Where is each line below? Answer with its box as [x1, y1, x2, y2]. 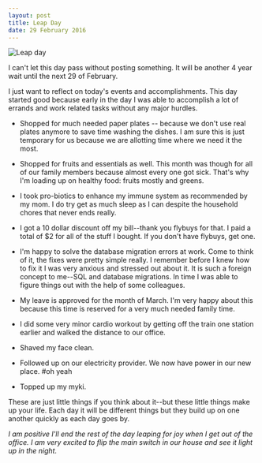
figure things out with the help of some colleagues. [19, 281, 185, 290]
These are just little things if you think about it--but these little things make [8, 398, 250, 407]
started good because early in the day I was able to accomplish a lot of [8, 95, 239, 105]
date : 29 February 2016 [8, 26, 87, 34]
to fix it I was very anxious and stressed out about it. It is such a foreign [19, 263, 252, 273]
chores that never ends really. [19, 208, 117, 218]
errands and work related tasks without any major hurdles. [8, 103, 198, 113]
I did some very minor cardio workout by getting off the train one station [19, 319, 254, 329]
